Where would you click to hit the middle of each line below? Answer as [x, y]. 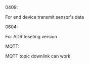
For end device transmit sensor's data [45, 17]
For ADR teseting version [31, 37]
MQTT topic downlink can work [38, 56]
